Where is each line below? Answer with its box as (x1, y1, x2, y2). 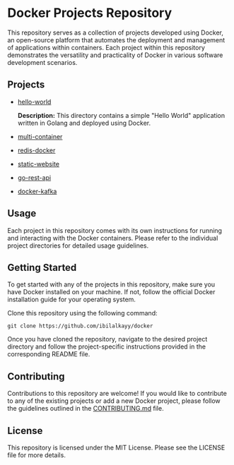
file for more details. (7, 451, 66, 459)
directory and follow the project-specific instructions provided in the (7, 342, 206, 351)
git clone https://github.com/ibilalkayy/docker (7, 322, 153, 330)
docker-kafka (17, 187, 57, 195)
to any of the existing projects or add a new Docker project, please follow (7, 397, 221, 405)
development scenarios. (7, 58, 78, 66)
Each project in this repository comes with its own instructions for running (7, 226, 223, 234)
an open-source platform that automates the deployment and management (7, 35, 226, 44)
